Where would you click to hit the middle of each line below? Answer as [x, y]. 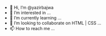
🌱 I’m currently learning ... [35, 18]
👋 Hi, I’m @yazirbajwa [32, 8]
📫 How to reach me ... [32, 28]
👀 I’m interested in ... [30, 13]
